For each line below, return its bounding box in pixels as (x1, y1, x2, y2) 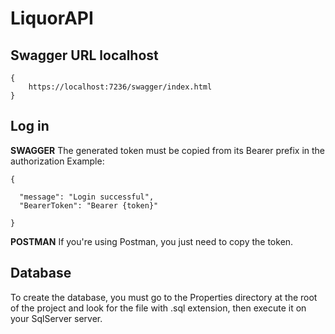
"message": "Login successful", (19, 192, 155, 202)
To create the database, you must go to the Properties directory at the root (10, 291, 318, 303)
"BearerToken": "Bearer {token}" (19, 200, 159, 211)
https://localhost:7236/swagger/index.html (28, 82, 213, 92)
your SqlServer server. (10, 312, 103, 324)
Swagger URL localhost (10, 47, 159, 64)
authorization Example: (10, 155, 105, 167)
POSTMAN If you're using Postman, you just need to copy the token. (10, 235, 294, 247)
